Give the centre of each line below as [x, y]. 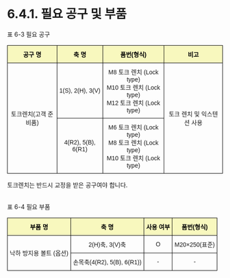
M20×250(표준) [195, 244]
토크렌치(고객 [29, 114]
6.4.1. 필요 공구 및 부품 [67, 14]
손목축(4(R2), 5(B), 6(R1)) [107, 262]
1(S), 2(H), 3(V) [80, 90]
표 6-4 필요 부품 [29, 207]
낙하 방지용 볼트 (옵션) [39, 253]
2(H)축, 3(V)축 [107, 244]
